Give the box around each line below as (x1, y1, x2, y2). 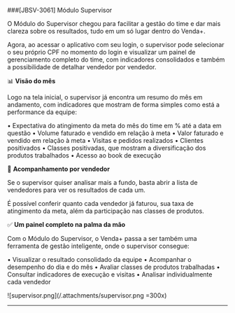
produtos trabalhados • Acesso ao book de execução (7, 151, 162, 160)
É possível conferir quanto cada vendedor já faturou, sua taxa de (7, 200, 194, 207)
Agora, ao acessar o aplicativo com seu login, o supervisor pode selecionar (7, 41, 225, 48)
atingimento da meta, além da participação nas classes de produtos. (7, 207, 204, 215)
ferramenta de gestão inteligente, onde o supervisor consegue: (7, 242, 190, 250)
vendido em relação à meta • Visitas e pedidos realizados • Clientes (7, 137, 204, 144)
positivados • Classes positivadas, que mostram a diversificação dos (7, 144, 206, 152)
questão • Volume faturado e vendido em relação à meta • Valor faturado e (7, 129, 224, 137)
